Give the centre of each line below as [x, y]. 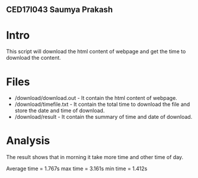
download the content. [33, 58]
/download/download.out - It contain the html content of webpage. [96, 98]
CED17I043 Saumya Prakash [60, 10]
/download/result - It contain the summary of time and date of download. [103, 117]
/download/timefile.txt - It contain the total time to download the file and [102, 104]
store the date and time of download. [60, 111]
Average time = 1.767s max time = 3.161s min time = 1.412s [77, 169]
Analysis [28, 141]
